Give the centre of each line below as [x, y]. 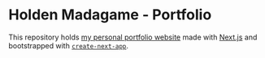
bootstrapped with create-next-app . [68, 45]
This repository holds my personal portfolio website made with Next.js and [133, 37]
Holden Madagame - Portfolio [110, 15]
